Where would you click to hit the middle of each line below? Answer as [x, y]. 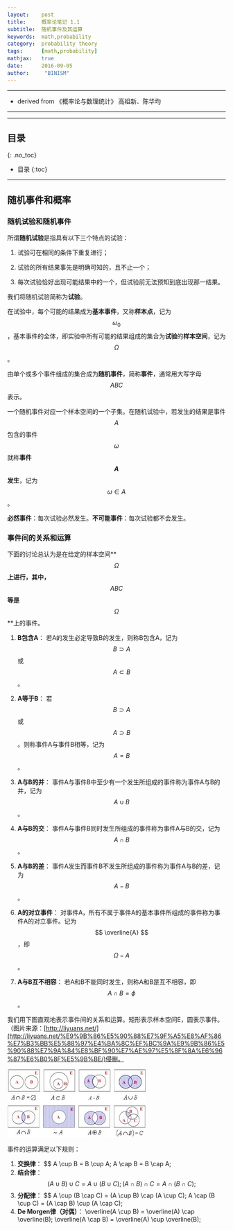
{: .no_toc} [22, 155]
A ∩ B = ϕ [121, 993]
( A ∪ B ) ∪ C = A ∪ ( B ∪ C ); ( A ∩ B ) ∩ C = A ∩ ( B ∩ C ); [122, 1184]
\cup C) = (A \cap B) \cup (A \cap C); [70, 1204]
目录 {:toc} [32, 169]
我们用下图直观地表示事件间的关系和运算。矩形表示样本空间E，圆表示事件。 [115, 1020]
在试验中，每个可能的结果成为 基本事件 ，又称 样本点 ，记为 [89, 311]
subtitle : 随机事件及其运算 [45, 29]
